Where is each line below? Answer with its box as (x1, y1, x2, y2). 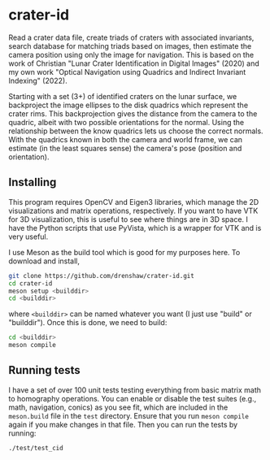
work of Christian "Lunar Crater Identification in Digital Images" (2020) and (8, 59, 260, 68)
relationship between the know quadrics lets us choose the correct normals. (8, 126, 263, 136)
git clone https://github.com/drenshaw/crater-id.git (8, 271, 195, 280)
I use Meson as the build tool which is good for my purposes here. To (8, 247, 241, 257)
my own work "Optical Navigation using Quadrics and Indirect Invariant (8, 67, 246, 76)
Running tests (8, 363, 81, 377)
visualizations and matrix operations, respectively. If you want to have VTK (8, 206, 259, 215)
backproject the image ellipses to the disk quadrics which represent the (8, 100, 249, 110)
